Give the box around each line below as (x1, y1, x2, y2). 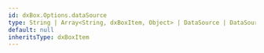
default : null (8, 26, 55, 34)
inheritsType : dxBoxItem (8, 33, 90, 41)
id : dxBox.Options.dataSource (8, 11, 108, 19)
